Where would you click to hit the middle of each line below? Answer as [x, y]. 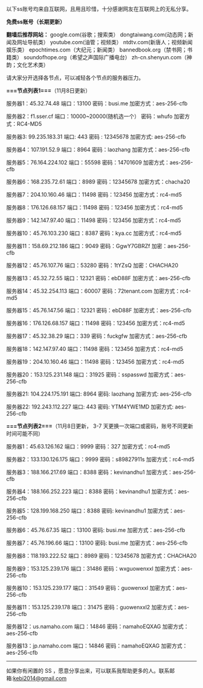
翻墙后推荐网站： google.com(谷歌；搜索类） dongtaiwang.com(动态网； [97, 34]
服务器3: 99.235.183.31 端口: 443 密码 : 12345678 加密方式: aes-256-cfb [96, 137]
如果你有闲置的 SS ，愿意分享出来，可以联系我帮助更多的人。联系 [88, 671]
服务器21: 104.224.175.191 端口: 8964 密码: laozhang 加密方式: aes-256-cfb [99, 394]
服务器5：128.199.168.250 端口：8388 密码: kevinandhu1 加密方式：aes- [96, 511]
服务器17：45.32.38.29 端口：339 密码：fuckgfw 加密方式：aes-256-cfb [97, 336]
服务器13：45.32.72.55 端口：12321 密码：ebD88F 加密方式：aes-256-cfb [98, 278]
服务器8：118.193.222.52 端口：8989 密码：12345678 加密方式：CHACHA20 [101, 556]
